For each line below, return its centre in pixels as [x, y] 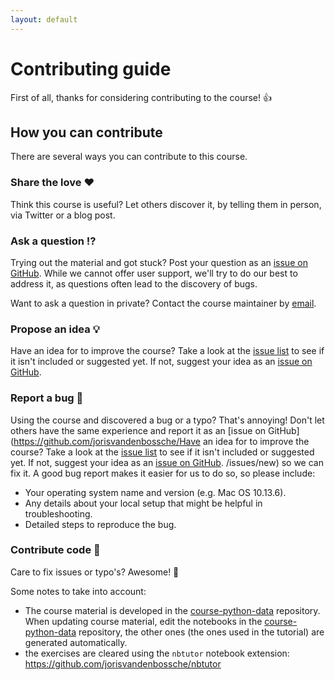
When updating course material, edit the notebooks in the [143, 621]
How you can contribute [86, 132]
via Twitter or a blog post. [63, 215]
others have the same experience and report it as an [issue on [138, 430]
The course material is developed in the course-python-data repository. [172, 610]
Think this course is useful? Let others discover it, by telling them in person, [166, 204]
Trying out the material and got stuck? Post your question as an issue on [159, 262]
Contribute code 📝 [55, 550]
